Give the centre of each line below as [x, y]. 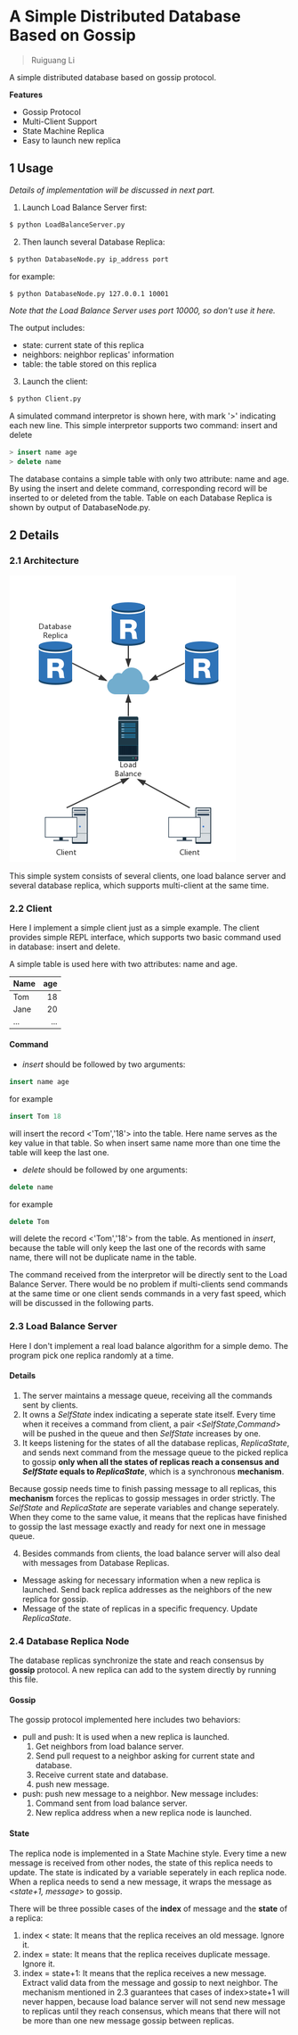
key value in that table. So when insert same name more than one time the [145, 1143]
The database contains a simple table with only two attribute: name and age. [149, 479]
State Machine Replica [63, 130]
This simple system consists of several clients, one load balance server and [148, 875]
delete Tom [29, 1221]
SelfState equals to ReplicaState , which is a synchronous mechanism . [153, 1471]
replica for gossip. [55, 1599]
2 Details [34, 536]
